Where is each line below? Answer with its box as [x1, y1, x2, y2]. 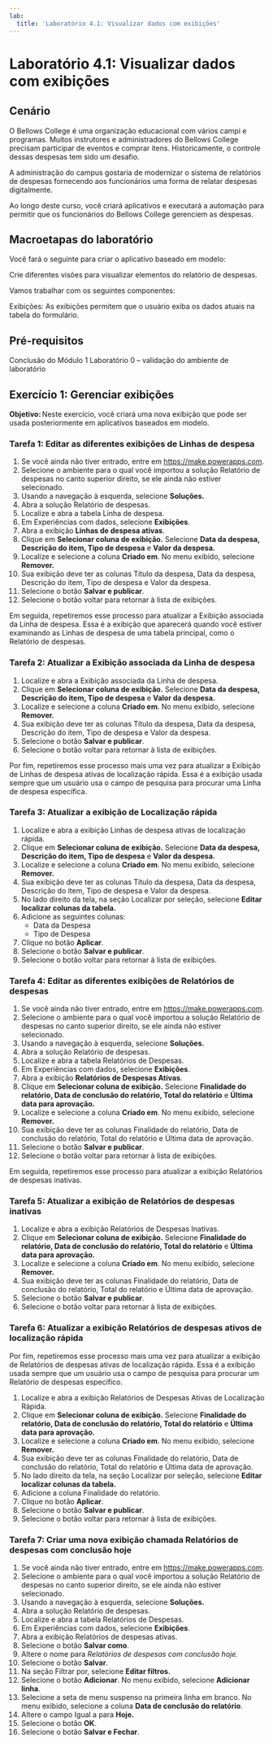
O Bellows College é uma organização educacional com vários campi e [9, 125, 247, 135]
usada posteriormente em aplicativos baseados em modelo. [9, 417, 210, 427]
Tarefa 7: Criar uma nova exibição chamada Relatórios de [9, 1534, 239, 1545]
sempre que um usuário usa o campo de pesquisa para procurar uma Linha [9, 778, 262, 788]
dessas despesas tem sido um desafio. [9, 151, 141, 161]
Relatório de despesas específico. [9, 1377, 123, 1387]
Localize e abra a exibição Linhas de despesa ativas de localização [20, 825, 246, 835]
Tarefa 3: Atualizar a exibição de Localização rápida [9, 806, 218, 818]
